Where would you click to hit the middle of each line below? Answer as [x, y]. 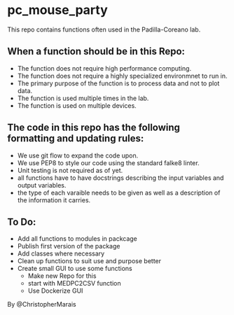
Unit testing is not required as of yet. [70, 170]
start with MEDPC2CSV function [74, 283]
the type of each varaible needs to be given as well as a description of [119, 192]
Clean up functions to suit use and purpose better [89, 261]
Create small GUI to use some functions [75, 269]
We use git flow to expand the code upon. [78, 155]
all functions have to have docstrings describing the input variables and [121, 178]
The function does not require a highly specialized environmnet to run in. [122, 76]
